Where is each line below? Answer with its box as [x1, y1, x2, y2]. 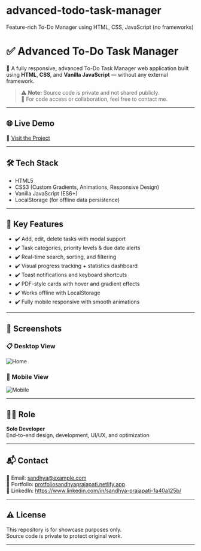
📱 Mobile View [6, 372, 49, 381]
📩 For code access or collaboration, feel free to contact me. [20, 95, 168, 103]
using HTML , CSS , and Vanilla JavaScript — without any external [6, 71, 169, 78]
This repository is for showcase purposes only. [6, 526, 122, 533]
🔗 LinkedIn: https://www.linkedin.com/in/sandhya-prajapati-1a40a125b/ [6, 487, 182, 494]
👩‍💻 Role [6, 409, 36, 420]
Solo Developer [6, 425, 45, 432]
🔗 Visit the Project [6, 134, 50, 141]
